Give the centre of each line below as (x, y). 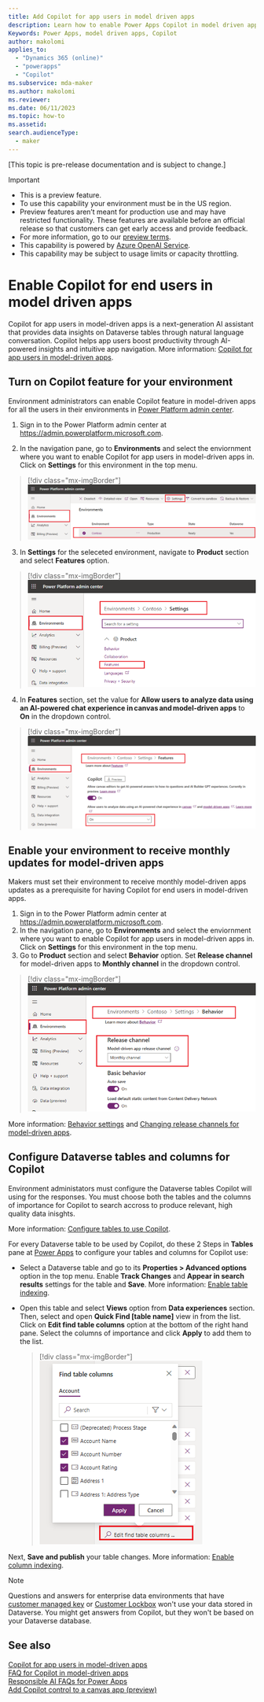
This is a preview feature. (60, 195)
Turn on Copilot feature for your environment (121, 382)
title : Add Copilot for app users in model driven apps (101, 17)
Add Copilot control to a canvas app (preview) (82, 1689)
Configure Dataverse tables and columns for (119, 1157)
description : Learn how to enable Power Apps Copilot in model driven (126, 25)
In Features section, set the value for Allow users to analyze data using (136, 700)
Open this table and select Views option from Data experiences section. (137, 1308)
